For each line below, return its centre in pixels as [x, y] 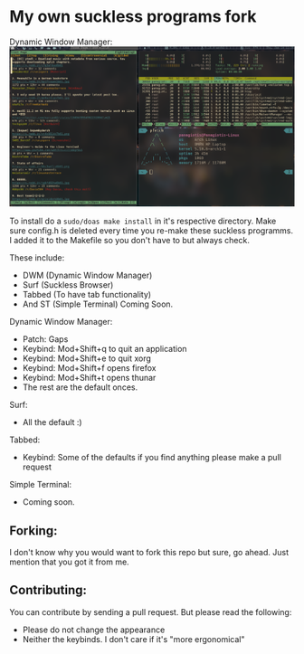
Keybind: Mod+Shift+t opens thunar [89, 378]
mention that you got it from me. [69, 562]
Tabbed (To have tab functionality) [87, 295]
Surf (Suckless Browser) [68, 285]
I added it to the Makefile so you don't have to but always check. [130, 241]
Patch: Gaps [45, 339]
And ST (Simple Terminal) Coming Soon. [98, 304]
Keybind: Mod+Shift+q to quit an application [104, 349]
